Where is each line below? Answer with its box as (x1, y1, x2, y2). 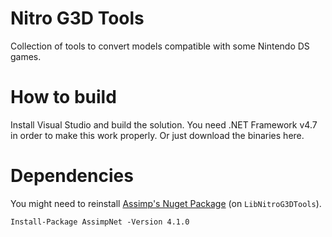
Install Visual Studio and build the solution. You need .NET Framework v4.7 (10, 118, 318, 131)
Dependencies (10, 165, 134, 187)
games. (10, 50, 42, 62)
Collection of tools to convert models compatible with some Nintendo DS (10, 40, 310, 52)
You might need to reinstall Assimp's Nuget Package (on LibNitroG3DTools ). (10, 197, 322, 209)
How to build (10, 86, 117, 109)
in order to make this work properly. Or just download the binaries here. (10, 129, 305, 141)
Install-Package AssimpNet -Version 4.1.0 (10, 217, 190, 227)
